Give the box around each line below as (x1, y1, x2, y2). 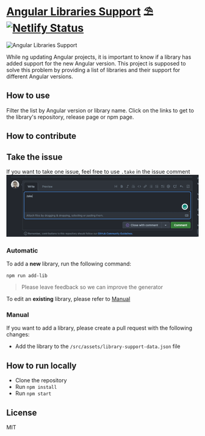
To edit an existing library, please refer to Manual (6, 295, 131, 303)
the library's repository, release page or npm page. (6, 113, 134, 120)
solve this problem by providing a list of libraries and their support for (6, 66, 181, 73)
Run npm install (15, 383, 57, 391)
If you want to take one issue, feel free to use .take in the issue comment (6, 168, 190, 175)
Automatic (6, 246, 38, 254)
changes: (6, 331, 30, 338)
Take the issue (6, 152, 63, 162)
